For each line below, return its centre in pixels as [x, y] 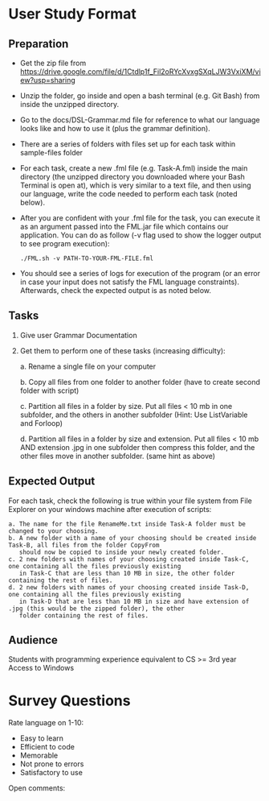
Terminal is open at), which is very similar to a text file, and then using [135, 185]
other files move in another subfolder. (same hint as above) [117, 456]
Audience [33, 640]
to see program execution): [65, 244]
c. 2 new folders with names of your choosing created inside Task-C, [129, 559]
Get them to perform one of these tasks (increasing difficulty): [123, 350]
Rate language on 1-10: [46, 723]
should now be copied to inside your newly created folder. [122, 552]
